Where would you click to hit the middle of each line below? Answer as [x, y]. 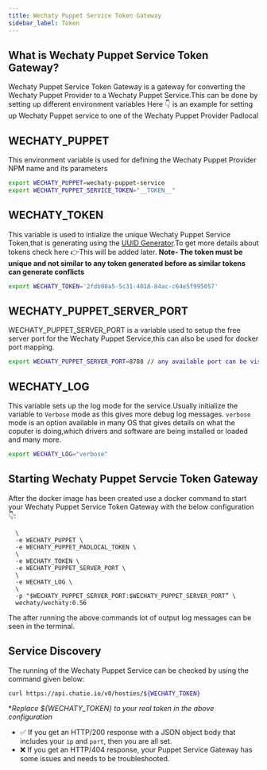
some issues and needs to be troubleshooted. [95, 759]
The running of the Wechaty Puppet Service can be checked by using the [128, 670]
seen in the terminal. [42, 626]
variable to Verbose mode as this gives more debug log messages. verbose [130, 414]
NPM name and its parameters [58, 169]
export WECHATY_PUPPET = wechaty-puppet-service [87, 183]
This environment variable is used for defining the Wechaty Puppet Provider [132, 160]
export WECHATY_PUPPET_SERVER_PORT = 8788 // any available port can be [128, 362]
